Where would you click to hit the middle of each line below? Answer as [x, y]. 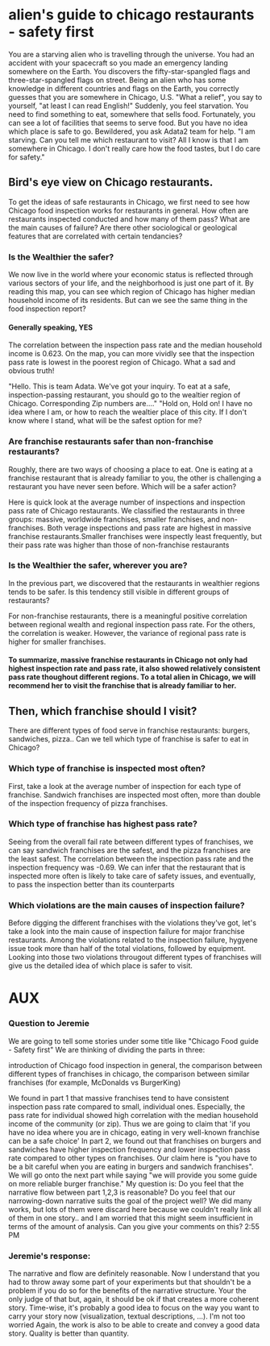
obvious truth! [31, 371]
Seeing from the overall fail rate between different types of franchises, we [131, 841]
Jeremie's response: [50, 1256]
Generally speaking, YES [51, 327]
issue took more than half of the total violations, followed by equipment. [127, 949]
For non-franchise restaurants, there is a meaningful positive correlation [128, 616]
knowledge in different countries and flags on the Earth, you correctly [124, 88]
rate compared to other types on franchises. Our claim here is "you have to [133, 1157]
